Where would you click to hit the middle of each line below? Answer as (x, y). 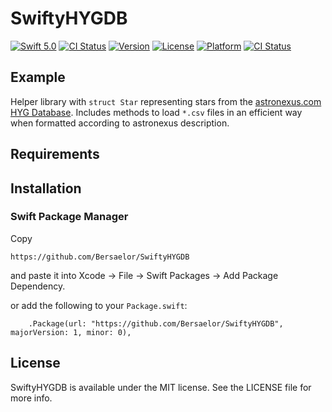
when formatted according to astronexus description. (120, 123)
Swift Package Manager (69, 217)
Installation (46, 188)
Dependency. (38, 286)
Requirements (55, 154)
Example (38, 77)
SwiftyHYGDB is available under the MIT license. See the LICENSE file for (161, 387)
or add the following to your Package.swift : (99, 305)
